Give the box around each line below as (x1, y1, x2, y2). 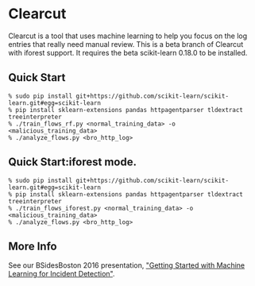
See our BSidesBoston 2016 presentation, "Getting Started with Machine (8, 261, 245, 270)
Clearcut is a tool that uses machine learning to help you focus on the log (8, 31, 248, 41)
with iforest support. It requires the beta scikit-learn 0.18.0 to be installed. (8, 48, 248, 57)
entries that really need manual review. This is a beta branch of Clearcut (8, 39, 244, 48)
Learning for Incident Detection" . (8, 269, 115, 279)
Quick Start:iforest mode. (8, 156, 137, 169)
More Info (8, 239, 57, 253)
